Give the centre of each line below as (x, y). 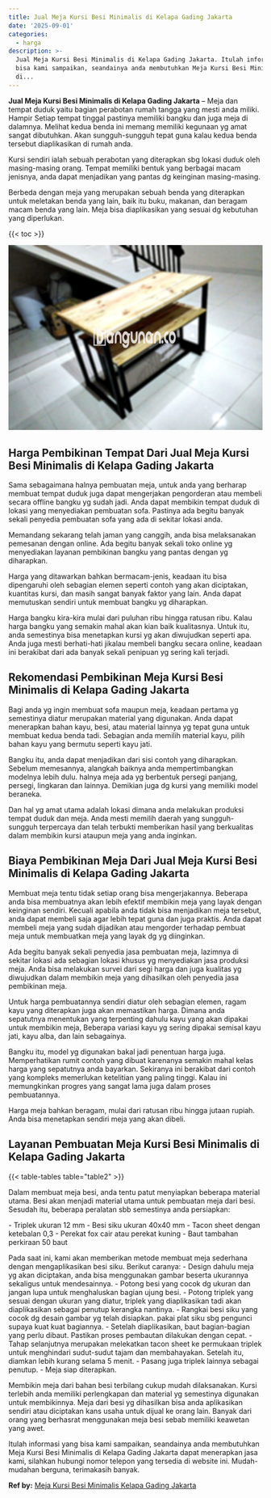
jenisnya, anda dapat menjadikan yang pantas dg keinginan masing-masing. (134, 176)
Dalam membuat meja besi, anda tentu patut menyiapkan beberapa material (134, 1192)
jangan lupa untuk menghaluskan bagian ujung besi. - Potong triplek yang (131, 1292)
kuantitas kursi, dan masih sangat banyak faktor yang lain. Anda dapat (125, 593)
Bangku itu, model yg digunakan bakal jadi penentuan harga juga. (117, 1052)
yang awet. (27, 1428)
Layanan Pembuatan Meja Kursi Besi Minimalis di (134, 1144)
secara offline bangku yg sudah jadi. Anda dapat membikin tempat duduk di (134, 502)
